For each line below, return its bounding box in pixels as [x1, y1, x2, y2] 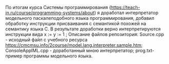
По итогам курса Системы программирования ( [5, 5, 111, 10]
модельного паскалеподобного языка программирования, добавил [5, 15, 155, 21]
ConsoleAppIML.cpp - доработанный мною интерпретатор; [5, 48, 135, 53]
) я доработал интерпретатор [94, 10, 159, 16]
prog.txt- [135, 48, 155, 53]
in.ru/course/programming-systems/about [5, 10, 95, 16]
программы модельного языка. [23, 53, 93, 59]
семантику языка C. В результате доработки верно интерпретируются [5, 26, 161, 32]
